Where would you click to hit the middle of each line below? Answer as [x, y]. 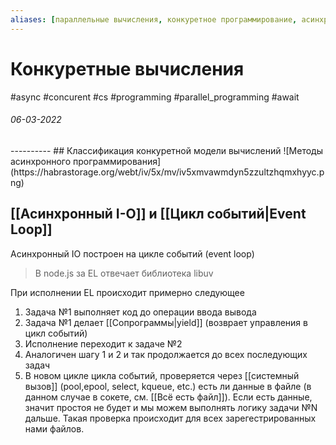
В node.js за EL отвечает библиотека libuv [124, 273]
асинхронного [41, 161]
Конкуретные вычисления [127, 68]
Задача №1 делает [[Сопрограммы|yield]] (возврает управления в [166, 322]
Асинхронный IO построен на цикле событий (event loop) [132, 253]
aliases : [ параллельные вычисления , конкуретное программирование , [154, 19]
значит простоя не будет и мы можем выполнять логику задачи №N [171, 407]
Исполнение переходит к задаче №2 [103, 343]
